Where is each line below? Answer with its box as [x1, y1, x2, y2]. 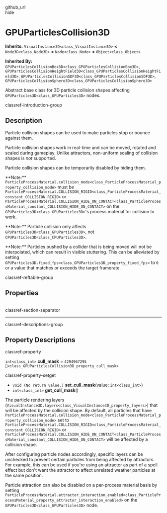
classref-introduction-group [5, 102, 62, 108]
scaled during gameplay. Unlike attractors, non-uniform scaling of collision [5, 150, 158, 156]
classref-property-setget [5, 372, 56, 378]
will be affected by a [106, 436, 148, 442]
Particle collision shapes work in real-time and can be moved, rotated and [5, 144, 156, 151]
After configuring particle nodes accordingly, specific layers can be [5, 451, 143, 457]
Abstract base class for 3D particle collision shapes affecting [5, 87, 130, 93]
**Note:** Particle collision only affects [5, 223, 86, 229]
